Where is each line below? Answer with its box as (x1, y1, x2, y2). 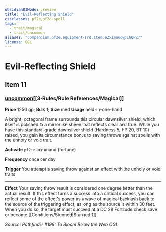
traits (5, 171, 16, 177)
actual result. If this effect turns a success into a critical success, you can (5, 190, 155, 196)
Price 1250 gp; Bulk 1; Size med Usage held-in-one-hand (5, 106, 122, 112)
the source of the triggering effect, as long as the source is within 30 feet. (5, 201, 156, 207)
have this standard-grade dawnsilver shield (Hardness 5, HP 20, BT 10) (5, 127, 150, 133)
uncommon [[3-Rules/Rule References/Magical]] (5, 95, 124, 102)
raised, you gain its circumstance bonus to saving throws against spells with (5, 132, 160, 138)
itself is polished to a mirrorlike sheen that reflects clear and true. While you (5, 121, 159, 127)
